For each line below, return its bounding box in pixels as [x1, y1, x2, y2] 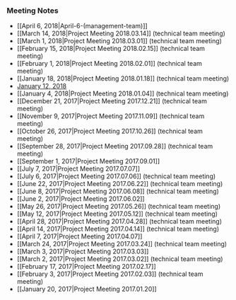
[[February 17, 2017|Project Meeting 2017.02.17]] [16, 262, 156, 271]
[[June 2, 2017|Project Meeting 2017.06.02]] [16, 195, 146, 203]
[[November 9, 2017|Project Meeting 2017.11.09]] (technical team [16, 112, 205, 120]
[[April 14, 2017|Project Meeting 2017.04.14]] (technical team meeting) [16, 225, 220, 233]
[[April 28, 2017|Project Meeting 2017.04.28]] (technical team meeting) [16, 217, 223, 226]
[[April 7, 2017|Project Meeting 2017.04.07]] [16, 232, 143, 241]
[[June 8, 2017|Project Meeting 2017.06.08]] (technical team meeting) [16, 187, 220, 196]
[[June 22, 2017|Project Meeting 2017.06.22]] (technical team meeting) [16, 180, 223, 188]
